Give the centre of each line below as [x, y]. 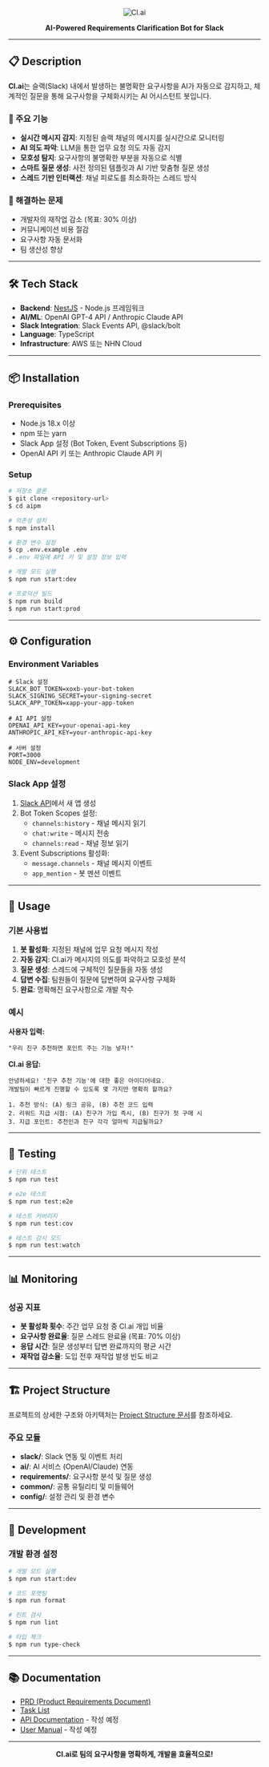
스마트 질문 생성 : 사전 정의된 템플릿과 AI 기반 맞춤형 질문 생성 [114, 168]
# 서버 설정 [25, 748]
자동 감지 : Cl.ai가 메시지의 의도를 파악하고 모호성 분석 [103, 960]
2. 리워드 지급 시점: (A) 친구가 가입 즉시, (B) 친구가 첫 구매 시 [105, 1113]
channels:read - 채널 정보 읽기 [80, 843]
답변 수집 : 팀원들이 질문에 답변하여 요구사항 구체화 [98, 980]
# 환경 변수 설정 [32, 542]
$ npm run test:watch [44, 1245]
